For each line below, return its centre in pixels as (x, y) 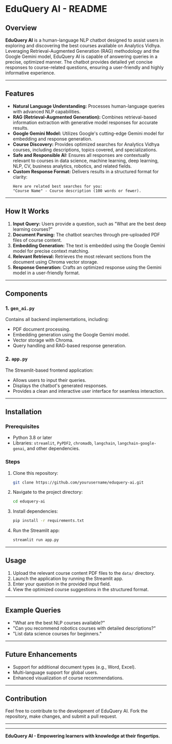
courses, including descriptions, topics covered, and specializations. (85, 150)
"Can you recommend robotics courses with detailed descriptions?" (84, 628)
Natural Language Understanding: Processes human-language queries (89, 106)
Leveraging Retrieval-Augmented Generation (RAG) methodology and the (82, 51)
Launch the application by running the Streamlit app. (68, 578)
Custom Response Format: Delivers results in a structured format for (85, 171)
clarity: (20, 177)
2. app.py (17, 359)
